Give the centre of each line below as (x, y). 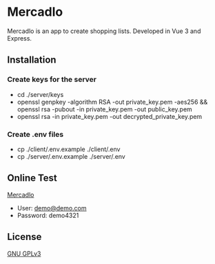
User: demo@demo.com (52, 208)
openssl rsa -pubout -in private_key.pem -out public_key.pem (105, 109)
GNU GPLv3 (24, 253)
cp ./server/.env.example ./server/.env (71, 156)
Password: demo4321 (48, 215)
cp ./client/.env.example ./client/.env (69, 149)
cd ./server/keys (40, 94)
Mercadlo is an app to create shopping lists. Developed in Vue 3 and (104, 31)
